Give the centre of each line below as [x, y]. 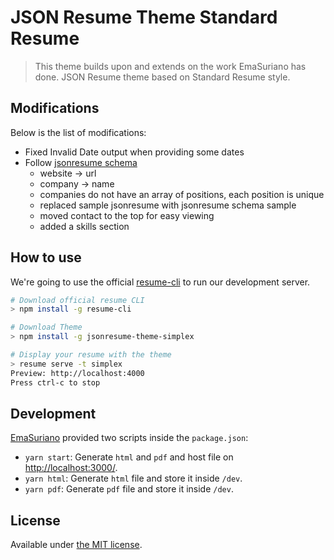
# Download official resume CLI [77, 300]
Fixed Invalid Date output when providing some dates [134, 152]
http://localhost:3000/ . [71, 468]
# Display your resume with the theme [91, 355]
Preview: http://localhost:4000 [77, 373]
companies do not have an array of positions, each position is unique [182, 194]
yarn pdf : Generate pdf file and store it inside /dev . [129, 489]
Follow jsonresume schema [81, 162]
